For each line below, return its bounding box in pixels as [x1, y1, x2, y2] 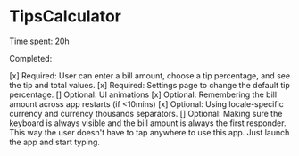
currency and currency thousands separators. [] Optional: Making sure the [9, 108, 283, 119]
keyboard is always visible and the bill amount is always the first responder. [9, 118, 287, 128]
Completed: [9, 53, 53, 63]
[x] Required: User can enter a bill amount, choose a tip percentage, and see [9, 70, 291, 81]
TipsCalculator [9, 6, 122, 27]
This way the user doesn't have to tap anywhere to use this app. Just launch [9, 127, 290, 137]
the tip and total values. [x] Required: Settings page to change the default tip [9, 79, 290, 90]
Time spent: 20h [9, 36, 70, 46]
